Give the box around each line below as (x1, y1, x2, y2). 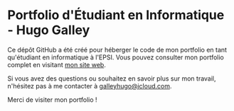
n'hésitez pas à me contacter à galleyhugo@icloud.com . (7, 81, 172, 90)
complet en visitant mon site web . (7, 60, 107, 69)
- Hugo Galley (7, 22, 90, 38)
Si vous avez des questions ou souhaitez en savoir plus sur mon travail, (7, 74, 216, 83)
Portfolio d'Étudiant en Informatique (7, 7, 225, 23)
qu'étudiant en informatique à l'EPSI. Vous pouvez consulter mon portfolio (7, 53, 224, 62)
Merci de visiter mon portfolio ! (7, 95, 97, 104)
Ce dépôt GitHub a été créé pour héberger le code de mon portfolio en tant (7, 45, 228, 54)
